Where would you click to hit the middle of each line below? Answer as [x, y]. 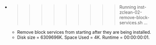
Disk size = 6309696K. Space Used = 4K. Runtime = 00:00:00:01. [83, 37]
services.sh [131, 22]
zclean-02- [131, 12]
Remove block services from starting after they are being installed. [84, 32]
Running [128, 7]
